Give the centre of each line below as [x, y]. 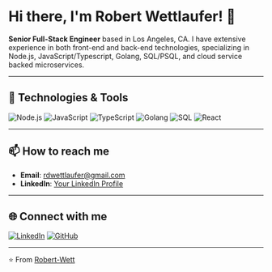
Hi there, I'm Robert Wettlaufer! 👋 [122, 17]
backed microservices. [47, 65]
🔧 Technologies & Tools [68, 98]
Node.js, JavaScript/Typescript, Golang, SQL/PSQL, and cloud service [125, 56]
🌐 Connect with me [58, 217]
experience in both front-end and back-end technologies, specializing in [129, 47]
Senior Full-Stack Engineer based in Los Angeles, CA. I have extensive [127, 39]
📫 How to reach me [59, 152]
